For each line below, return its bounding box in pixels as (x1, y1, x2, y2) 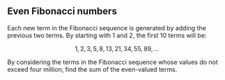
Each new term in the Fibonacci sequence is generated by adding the (7, 23, 207, 32)
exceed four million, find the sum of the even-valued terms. (7, 65, 178, 73)
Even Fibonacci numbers (7, 6, 117, 17)
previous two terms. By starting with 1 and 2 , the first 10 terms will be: (7, 31, 207, 39)
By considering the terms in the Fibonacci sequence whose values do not (7, 58, 218, 66)
